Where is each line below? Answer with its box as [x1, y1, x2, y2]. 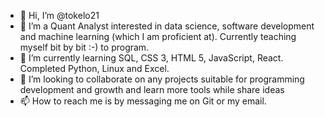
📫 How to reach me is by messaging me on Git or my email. [19, 95, 267, 107]
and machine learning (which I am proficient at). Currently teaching [19, 31, 297, 42]
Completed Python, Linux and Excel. [19, 63, 170, 74]
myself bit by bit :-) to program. [19, 41, 150, 53]
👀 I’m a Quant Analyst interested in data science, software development [19, 20, 315, 32]
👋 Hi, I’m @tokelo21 [19, 10, 100, 21]
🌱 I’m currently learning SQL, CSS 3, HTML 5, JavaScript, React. [19, 52, 284, 64]
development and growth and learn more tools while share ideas [19, 84, 285, 95]
